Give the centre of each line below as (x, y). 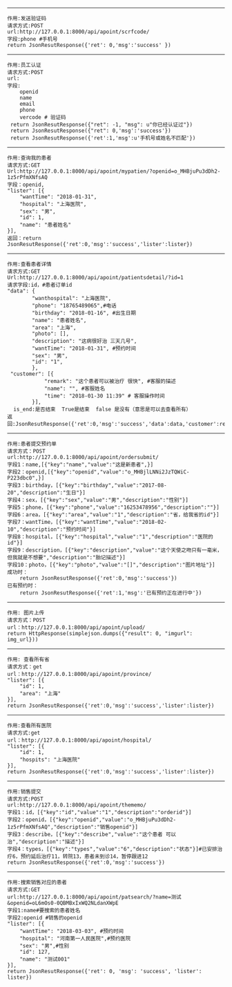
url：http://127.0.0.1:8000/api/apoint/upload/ (76, 628)
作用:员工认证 (24, 65)
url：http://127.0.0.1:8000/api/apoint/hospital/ (79, 740)
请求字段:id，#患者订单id (40, 285)
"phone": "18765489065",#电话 (74, 305)
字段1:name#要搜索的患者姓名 (44, 910)
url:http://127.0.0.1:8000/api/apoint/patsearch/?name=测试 (94, 897)
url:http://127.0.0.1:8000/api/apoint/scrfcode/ (78, 32)
